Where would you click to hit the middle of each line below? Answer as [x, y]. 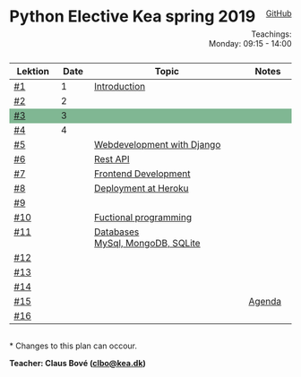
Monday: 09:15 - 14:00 [250, 43]
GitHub [279, 13]
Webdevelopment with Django [157, 144]
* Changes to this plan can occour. [73, 346]
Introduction [120, 86]
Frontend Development [142, 174]
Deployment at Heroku [142, 188]
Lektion [33, 71]
